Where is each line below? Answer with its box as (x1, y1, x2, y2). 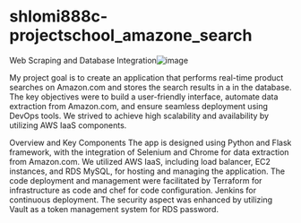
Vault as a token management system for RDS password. (9, 203, 219, 214)
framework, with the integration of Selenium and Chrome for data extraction (9, 146, 289, 158)
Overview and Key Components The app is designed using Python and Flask (9, 137, 292, 148)
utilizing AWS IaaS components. (9, 119, 127, 131)
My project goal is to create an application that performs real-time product (9, 72, 284, 82)
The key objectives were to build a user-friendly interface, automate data (9, 91, 279, 102)
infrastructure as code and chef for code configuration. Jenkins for (9, 184, 257, 195)
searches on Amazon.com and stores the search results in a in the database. (9, 81, 293, 92)
